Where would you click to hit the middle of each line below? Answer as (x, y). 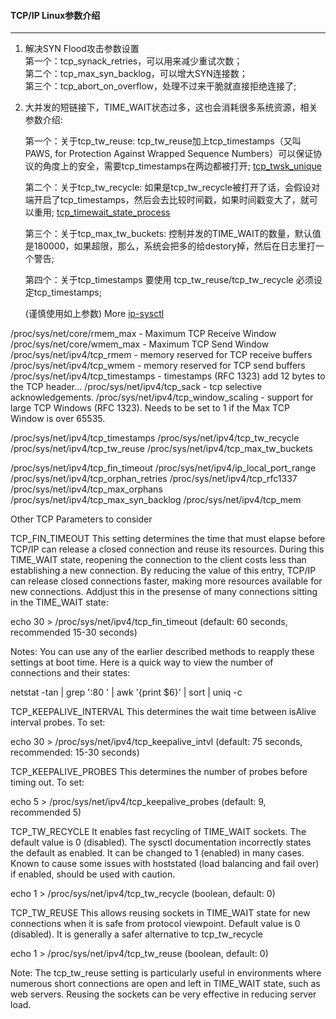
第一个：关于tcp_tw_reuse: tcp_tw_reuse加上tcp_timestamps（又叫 (163, 141)
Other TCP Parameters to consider (81, 519)
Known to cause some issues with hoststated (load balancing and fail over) (165, 864)
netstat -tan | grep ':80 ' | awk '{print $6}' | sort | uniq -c (126, 692)
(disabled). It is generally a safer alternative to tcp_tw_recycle (136, 934)
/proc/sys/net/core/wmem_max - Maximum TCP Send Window (140, 344)
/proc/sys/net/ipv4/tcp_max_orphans (86, 489)
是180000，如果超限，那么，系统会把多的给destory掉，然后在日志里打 (170, 246)
